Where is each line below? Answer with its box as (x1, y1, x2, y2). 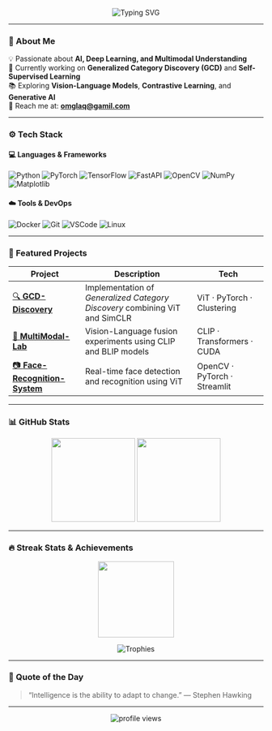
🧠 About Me (8, 35, 56, 46)
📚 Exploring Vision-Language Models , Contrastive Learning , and (8, 81, 232, 91)
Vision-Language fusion (84, 325, 178, 337)
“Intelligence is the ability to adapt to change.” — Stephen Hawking (28, 690, 253, 699)
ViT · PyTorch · (197, 292, 253, 303)
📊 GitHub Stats (8, 416, 70, 428)
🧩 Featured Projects (8, 247, 87, 259)
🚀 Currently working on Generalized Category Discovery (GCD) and (8, 63, 237, 73)
